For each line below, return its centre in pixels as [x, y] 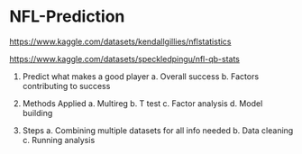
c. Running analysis [59, 140]
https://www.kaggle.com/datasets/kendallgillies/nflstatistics [120, 41]
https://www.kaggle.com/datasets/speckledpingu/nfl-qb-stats [125, 59]
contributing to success [66, 86]
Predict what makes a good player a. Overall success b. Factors [141, 76]
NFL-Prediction [67, 17]
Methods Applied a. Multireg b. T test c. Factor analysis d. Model [142, 103]
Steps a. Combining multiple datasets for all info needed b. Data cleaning [158, 130]
